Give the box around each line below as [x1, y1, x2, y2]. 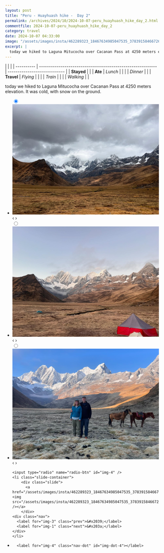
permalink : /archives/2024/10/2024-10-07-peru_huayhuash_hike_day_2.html [5, 18, 159, 23]
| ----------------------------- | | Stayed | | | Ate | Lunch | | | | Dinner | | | [5, 69, 151, 75]
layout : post [5, 8, 32, 13]
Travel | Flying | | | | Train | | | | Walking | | [5, 74, 89, 79]
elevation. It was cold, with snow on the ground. [5, 88, 102, 94]
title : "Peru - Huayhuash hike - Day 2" [5, 13, 91, 18]
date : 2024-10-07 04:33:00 [5, 34, 60, 39]
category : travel [5, 28, 41, 34]
